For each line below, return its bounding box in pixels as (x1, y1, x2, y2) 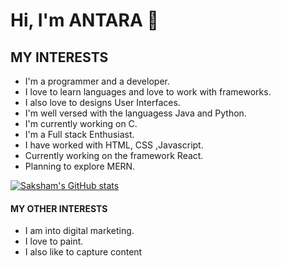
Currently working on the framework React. (24, 150, 204, 161)
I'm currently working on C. (24, 118, 138, 129)
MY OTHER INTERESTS (10, 202, 108, 214)
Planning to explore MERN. (24, 160, 136, 172)
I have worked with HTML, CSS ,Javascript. (24, 139, 204, 151)
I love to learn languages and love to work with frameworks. (24, 86, 272, 98)
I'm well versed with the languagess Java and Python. (24, 107, 247, 119)
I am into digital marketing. (24, 225, 135, 237)
